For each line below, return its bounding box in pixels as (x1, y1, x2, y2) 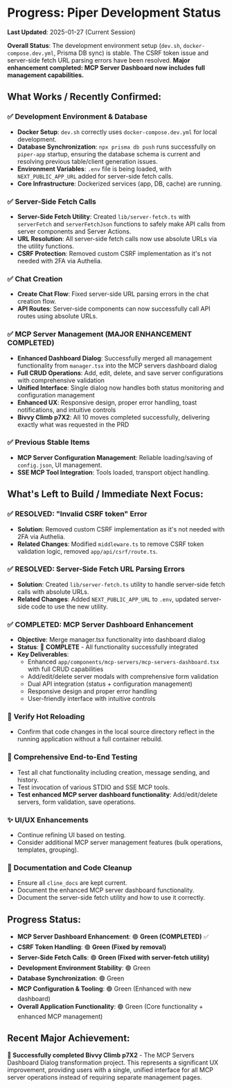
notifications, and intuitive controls (17, 405, 116, 414)
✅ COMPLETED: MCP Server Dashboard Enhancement (7, 620, 194, 629)
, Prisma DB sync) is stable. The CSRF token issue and (53, 49, 209, 57)
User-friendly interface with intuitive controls (27, 695, 156, 703)
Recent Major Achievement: (7, 1032, 130, 1044)
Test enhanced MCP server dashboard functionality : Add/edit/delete (17, 790, 218, 798)
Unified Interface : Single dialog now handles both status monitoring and (17, 384, 224, 392)
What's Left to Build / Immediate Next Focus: (7, 488, 204, 500)
